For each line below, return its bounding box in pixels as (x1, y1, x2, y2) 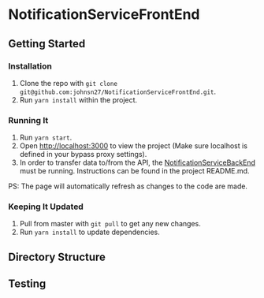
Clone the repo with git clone (19, 78, 118, 88)
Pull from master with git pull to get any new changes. (19, 219, 201, 229)
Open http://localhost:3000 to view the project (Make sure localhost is (19, 141, 248, 151)
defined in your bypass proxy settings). (19, 150, 147, 159)
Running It (8, 114, 49, 125)
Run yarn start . (19, 132, 73, 143)
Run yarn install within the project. (19, 95, 138, 104)
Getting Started (8, 37, 86, 50)
